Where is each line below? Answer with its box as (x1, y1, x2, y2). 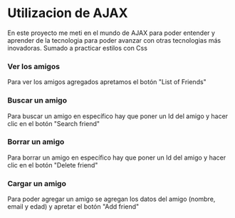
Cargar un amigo (7, 178, 66, 188)
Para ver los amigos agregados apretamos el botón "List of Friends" (7, 78, 207, 86)
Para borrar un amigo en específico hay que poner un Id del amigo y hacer (7, 153, 226, 162)
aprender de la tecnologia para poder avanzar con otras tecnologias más (7, 36, 221, 44)
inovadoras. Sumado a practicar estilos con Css (7, 43, 148, 52)
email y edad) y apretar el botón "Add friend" (7, 202, 140, 211)
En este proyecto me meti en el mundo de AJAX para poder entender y (7, 28, 216, 37)
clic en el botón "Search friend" (7, 119, 100, 128)
